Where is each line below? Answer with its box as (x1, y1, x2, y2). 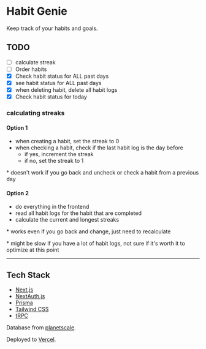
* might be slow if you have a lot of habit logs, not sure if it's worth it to (6, 240, 185, 247)
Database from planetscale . (6, 324, 77, 331)
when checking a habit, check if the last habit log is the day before (15, 144, 184, 151)
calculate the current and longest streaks (15, 216, 120, 223)
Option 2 (6, 189, 29, 197)
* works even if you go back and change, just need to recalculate (6, 228, 171, 235)
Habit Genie (6, 4, 67, 18)
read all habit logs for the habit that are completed (15, 209, 142, 217)
